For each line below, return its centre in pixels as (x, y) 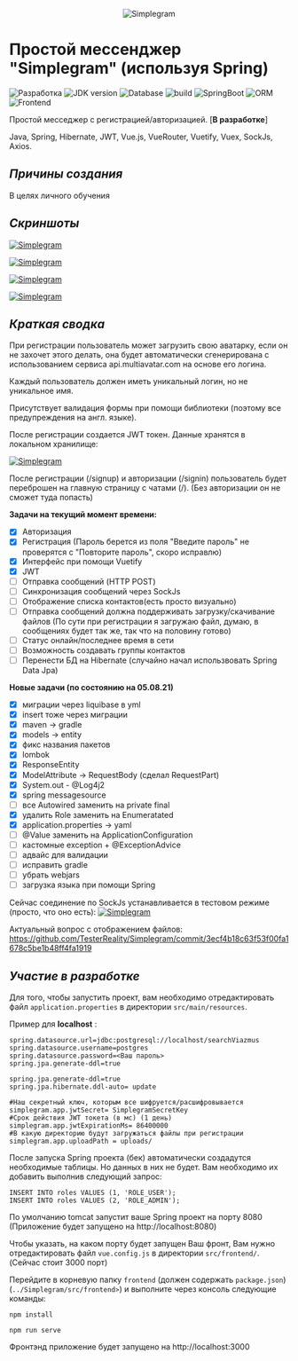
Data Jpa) (40, 671)
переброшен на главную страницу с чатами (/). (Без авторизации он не (145, 488)
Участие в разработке (74, 976)
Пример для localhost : (53, 1024)
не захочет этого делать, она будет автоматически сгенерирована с (139, 355)
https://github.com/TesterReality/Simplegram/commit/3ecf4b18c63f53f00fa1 (149, 939)
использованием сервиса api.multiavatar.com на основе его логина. (138, 365)
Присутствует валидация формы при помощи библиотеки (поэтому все (145, 408)
